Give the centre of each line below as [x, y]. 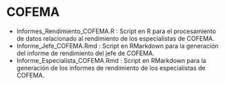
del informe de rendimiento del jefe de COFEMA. [85, 53]
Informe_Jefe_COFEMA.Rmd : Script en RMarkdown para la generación [117, 46]
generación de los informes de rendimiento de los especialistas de [111, 68]
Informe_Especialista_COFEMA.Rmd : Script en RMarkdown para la [111, 60]
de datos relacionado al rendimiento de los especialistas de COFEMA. [115, 38]
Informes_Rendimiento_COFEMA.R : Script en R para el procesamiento [116, 31]
